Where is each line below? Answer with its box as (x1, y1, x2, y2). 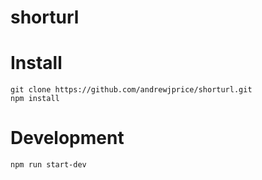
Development (10, 127, 125, 150)
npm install (10, 94, 60, 104)
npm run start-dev (10, 160, 87, 170)
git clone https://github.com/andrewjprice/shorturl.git (10, 85, 253, 95)
